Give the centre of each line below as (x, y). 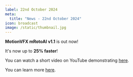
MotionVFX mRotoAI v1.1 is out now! (42, 41)
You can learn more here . (30, 70)
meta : (10, 14)
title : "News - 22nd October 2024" (46, 19)
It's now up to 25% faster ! (31, 51)
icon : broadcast (21, 23)
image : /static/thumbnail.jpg (36, 28)
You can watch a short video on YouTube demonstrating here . (67, 60)
